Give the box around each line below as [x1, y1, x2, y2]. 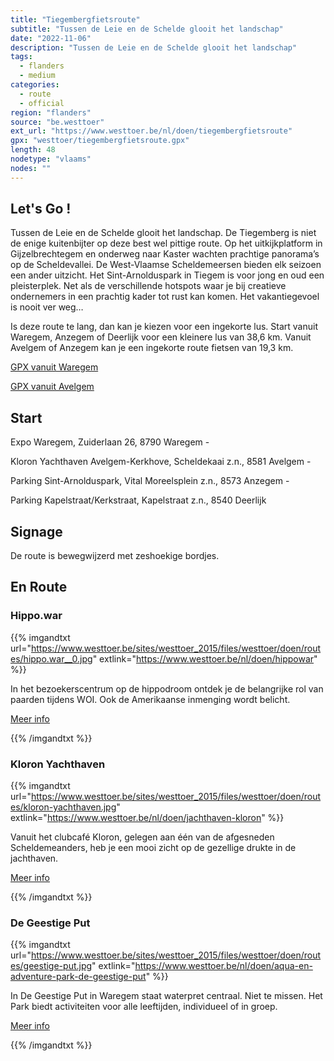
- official [19, 98, 65, 108]
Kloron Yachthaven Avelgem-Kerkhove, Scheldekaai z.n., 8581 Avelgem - [10, 456, 312, 468]
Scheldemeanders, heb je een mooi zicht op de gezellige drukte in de [10, 842, 297, 854]
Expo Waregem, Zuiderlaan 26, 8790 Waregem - [10, 436, 210, 448]
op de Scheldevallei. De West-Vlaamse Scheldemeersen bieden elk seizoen [10, 259, 322, 271]
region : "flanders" [10, 107, 92, 118]
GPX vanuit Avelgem [10, 381, 95, 393]
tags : [10, 52, 33, 62]
